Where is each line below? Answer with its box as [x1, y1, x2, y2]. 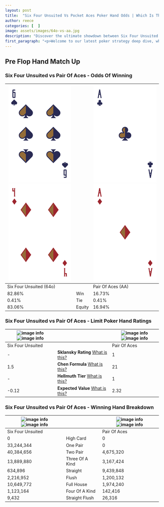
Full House [65, 481, 87, 487]
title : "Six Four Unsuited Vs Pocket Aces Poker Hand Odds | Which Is [5, 13, 154, 18]
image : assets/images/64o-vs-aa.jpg [5, 28, 80, 34]
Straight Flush [65, 495, 94, 501]
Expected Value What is [57, 385, 106, 391]
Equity [76, 304, 89, 310]
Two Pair [65, 449, 84, 455]
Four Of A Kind [65, 488, 96, 494]
